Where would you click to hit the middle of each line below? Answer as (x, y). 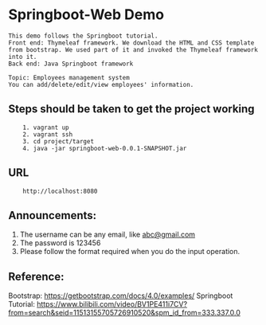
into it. (23, 57)
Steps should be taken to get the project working (131, 109)
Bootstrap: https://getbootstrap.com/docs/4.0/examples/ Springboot (121, 296)
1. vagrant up (46, 127)
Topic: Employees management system (69, 77)
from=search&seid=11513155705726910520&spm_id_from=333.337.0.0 (125, 313)
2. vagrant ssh (48, 134)
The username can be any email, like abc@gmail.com (108, 235)
